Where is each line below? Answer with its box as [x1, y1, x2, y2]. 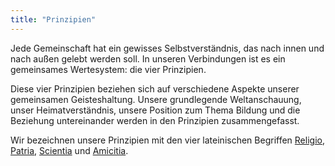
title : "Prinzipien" [10, 14, 97, 25]
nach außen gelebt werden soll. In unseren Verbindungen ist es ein [10, 52, 286, 65]
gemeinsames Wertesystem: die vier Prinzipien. [10, 63, 207, 75]
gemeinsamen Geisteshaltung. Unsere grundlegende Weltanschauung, [10, 93, 302, 105]
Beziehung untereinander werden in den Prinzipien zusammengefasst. [10, 114, 300, 126]
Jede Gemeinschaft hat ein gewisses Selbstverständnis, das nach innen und [10, 42, 325, 54]
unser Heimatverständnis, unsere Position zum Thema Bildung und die [10, 104, 301, 116]
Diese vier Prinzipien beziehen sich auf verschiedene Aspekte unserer [10, 82, 300, 95]
